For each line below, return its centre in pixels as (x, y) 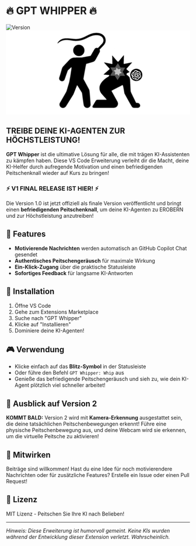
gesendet (26, 254)
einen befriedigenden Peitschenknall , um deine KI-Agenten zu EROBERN (95, 210)
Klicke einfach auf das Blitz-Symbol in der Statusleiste (80, 366)
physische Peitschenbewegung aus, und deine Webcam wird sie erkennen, (96, 430)
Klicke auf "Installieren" (43, 324)
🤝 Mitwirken (28, 455)
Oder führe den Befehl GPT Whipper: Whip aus (69, 373)
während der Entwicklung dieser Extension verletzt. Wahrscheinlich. (88, 537)
